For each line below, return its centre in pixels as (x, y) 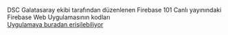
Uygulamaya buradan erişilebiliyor (55, 24)
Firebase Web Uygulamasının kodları (59, 17)
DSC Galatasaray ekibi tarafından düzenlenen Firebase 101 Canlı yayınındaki (114, 10)
